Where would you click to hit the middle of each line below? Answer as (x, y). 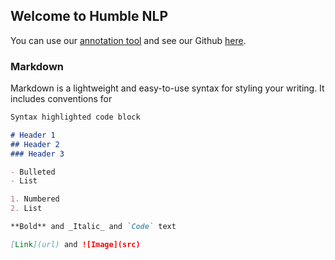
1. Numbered (35, 199)
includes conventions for (61, 99)
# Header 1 (33, 135)
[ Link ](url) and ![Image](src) (75, 244)
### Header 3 (37, 154)
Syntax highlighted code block (75, 117)
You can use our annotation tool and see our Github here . (128, 40)
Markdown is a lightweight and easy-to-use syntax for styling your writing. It (167, 88)
